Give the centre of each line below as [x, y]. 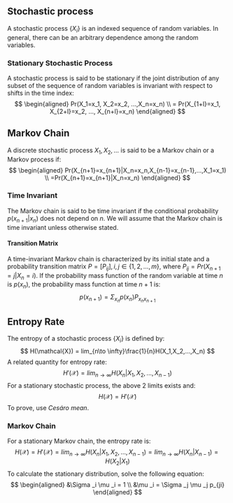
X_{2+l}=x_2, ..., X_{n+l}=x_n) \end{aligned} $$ [118, 111]
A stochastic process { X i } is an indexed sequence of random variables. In [113, 29]
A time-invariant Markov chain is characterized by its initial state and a [108, 258]
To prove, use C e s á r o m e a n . [48, 407]
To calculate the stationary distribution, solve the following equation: [106, 474]
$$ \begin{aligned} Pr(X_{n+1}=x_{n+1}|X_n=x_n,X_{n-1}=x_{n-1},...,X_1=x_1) [118, 170]
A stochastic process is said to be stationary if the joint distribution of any [113, 78]
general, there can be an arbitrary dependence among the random [103, 37]
